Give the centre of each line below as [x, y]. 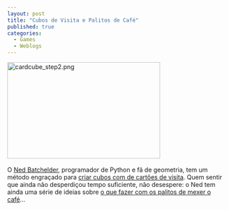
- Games [25, 40]
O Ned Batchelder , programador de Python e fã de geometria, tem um [108, 170]
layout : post [26, 14]
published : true [31, 27]
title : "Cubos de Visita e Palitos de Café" [73, 20]
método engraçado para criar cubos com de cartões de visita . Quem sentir [114, 177]
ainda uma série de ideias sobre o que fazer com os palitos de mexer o [109, 192]
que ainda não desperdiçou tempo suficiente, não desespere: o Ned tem [111, 185]
